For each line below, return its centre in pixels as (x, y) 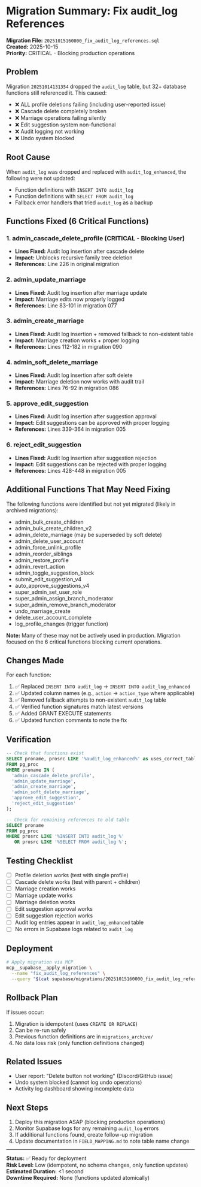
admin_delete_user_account (49, 541)
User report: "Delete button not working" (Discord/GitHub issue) (94, 1076)
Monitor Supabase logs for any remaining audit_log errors (87, 1128)
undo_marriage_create (42, 611)
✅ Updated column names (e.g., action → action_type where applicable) (105, 693)
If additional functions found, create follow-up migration (84, 1135)
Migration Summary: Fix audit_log (92, 11)
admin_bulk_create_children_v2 (53, 528)
